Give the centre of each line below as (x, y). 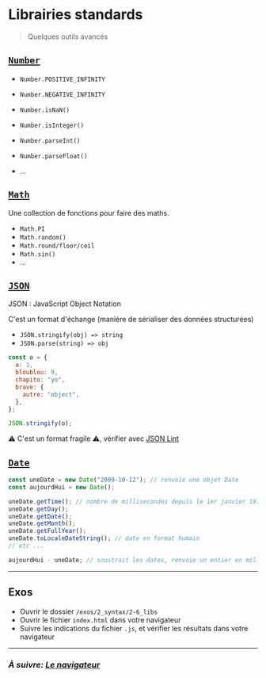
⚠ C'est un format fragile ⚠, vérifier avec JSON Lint (94, 439)
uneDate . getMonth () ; (42, 524)
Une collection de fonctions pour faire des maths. (89, 213)
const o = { (28, 358)
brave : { (30, 387)
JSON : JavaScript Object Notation (65, 304)
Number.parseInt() (50, 140)
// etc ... (26, 546)
